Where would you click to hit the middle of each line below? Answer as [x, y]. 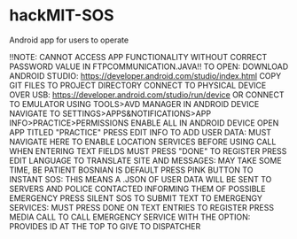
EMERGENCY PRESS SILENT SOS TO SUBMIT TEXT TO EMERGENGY [136, 198]
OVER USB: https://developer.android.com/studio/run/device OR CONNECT [147, 95]
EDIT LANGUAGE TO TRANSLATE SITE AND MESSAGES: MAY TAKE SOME [145, 160]
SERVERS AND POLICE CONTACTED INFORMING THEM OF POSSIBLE [137, 189]
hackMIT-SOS [62, 15]
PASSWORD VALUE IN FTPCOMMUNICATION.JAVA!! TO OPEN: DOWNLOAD [149, 66]
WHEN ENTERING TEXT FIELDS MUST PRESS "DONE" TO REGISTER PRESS [148, 150]
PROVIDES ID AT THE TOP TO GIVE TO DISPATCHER [105, 226]
